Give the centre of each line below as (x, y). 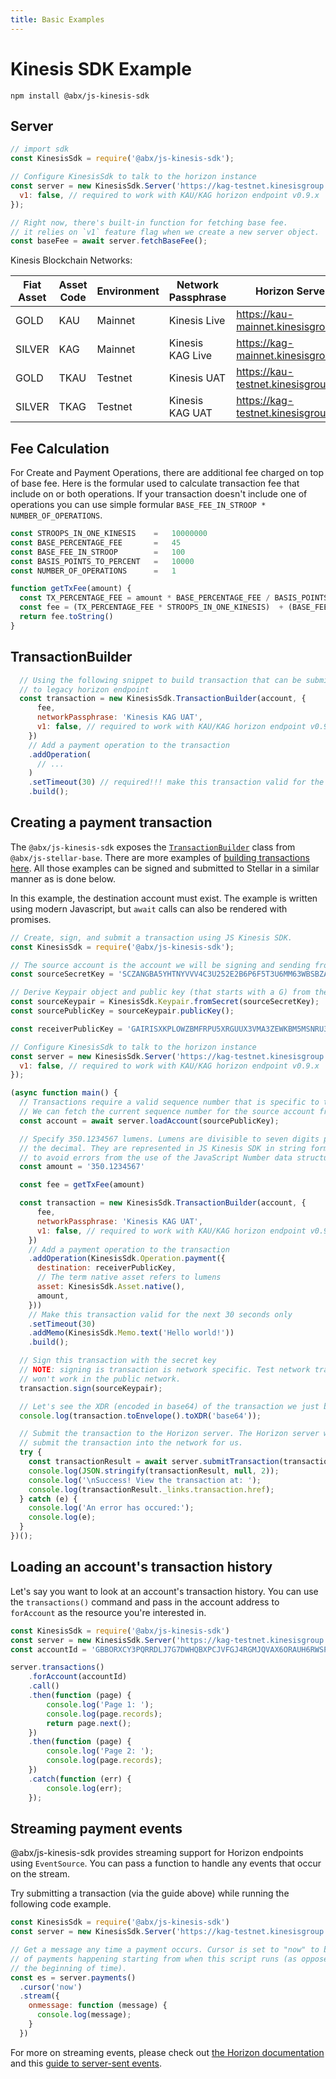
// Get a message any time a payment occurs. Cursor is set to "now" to (165, 1950)
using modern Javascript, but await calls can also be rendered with (149, 908)
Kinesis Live (197, 321)
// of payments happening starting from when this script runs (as (154, 1959)
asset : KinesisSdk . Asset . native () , (111, 1287)
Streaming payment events (96, 1828)
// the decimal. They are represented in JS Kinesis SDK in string (163, 1148)
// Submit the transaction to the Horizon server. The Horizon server (169, 1434)
